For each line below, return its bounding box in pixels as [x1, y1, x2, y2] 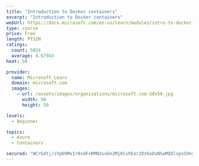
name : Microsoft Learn [11, 75, 68, 81]
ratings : [6, 42, 28, 48]
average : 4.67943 [11, 53, 54, 59]
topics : [6, 129, 25, 135]
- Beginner [11, 118, 38, 124]
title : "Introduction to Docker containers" [6, 8, 118, 15]
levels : [6, 113, 25, 119]
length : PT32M [6, 36, 41, 42]
